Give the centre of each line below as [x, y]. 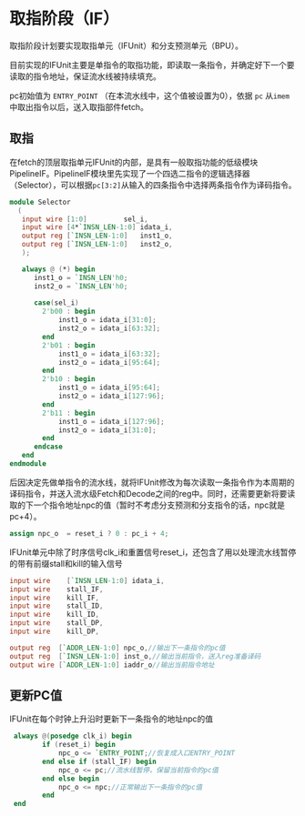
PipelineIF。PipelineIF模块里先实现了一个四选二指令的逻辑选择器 [130, 173]
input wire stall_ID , [56, 606]
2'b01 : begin [69, 345]
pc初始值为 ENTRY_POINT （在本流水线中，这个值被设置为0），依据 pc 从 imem [149, 96]
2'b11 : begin [69, 413]
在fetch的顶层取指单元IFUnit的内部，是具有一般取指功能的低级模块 [134, 162]
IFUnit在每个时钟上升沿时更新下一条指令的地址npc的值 [112, 719]
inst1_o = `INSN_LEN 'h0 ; [81, 277]
